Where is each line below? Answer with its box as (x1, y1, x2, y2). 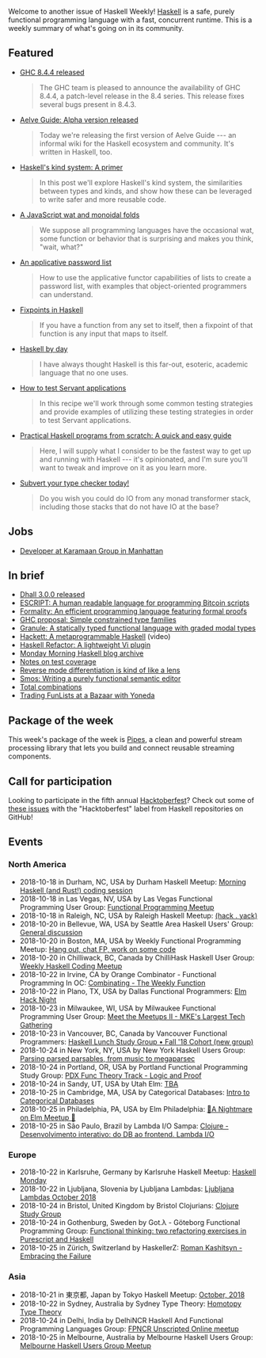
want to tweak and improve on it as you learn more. (39, 462, 207, 472)
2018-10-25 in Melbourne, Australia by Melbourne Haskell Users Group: (19, 1333, 253, 1342)
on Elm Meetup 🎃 (19, 1113, 76, 1122)
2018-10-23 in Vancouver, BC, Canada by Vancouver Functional (19, 1029, 228, 1038)
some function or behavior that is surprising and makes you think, (39, 234, 254, 243)
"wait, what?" (39, 242, 84, 252)
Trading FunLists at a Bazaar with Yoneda (19, 690, 155, 700)
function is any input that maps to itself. (39, 329, 169, 338)
